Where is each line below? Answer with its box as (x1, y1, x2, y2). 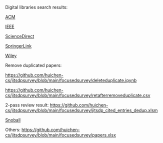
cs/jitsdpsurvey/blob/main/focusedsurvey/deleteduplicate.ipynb (5, 77, 137, 83)
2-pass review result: (5, 102, 49, 108)
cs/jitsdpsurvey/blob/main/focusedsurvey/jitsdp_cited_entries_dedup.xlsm (5, 107, 158, 113)
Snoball (5, 117, 21, 123)
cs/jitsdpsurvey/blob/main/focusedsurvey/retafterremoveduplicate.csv (5, 92, 151, 98)
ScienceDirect (5, 33, 34, 39)
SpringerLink (5, 43, 32, 49)
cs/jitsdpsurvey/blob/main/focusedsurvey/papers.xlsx (5, 132, 116, 138)
